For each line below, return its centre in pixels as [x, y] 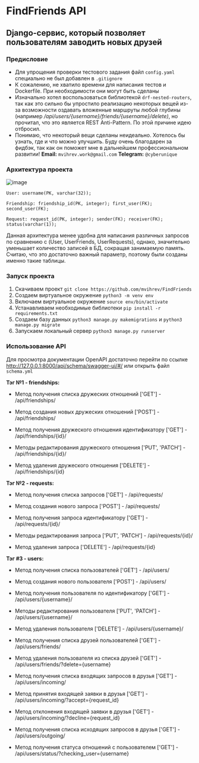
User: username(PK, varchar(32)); [49, 193]
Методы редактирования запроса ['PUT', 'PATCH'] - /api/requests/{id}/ [104, 535]
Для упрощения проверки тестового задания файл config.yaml [95, 72]
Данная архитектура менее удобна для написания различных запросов [97, 235]
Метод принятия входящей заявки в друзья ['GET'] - [81, 693]
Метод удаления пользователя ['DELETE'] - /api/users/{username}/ [99, 629]
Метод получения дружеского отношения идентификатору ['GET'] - [101, 430]
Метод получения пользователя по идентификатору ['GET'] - [92, 593]
